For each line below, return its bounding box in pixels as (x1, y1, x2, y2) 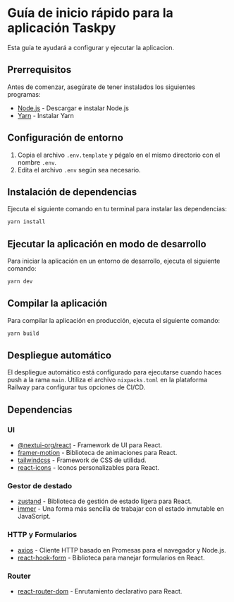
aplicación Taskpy (7, 20, 116, 36)
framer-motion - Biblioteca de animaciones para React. (17, 449, 178, 457)
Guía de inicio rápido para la (7, 5, 174, 21)
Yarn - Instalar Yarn (17, 111, 74, 119)
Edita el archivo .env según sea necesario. (17, 165, 141, 174)
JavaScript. (17, 512, 51, 521)
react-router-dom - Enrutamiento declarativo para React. (17, 587, 183, 596)
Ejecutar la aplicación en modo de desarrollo (7, 238, 207, 250)
